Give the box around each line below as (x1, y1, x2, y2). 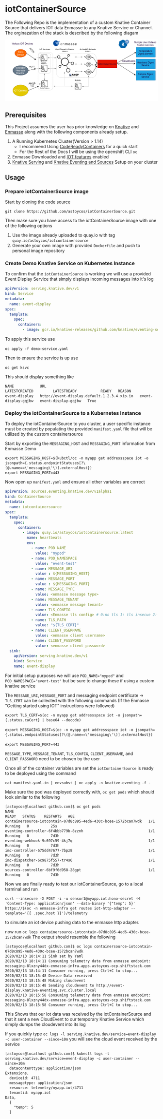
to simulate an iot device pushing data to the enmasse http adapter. (5, 920, 140, 926)
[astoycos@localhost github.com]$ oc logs (5, 944, 92, 949)
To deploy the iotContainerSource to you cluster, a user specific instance (5, 421, 151, 427)
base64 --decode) (46, 718, 81, 723)
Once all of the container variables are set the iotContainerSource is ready (5, 765, 154, 771)
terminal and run (5, 886, 38, 892)
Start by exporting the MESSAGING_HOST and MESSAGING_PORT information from (5, 441, 155, 446)
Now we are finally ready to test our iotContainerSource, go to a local (5, 881, 143, 887)
